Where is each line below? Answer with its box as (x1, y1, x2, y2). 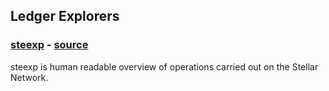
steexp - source (10, 38, 89, 52)
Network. (10, 71, 49, 83)
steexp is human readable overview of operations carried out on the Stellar (10, 60, 319, 73)
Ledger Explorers (10, 8, 120, 25)
